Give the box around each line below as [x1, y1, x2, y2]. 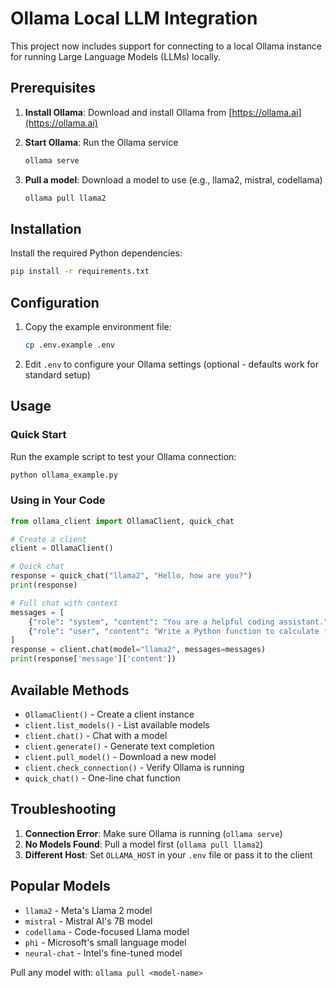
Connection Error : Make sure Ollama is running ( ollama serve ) [24, 827, 283, 839]
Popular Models [10, 878, 111, 895]
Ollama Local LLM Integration [10, 7, 258, 30]
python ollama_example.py [10, 470, 118, 480]
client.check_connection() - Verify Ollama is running [24, 761, 245, 773]
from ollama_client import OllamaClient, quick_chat [10, 516, 235, 526]
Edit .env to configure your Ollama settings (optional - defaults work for [24, 358, 319, 370]
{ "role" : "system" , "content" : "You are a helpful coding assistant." [28, 617, 329, 627]
